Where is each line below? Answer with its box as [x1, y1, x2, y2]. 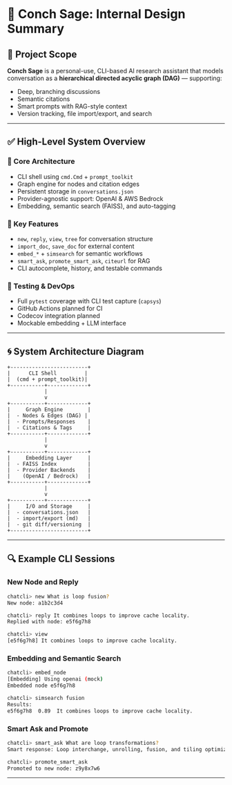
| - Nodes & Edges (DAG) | [7, 413, 88, 419]
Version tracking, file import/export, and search [17, 110, 152, 117]
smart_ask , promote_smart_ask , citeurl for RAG [17, 256, 151, 265]
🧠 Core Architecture [7, 157, 75, 167]
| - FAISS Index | [7, 461, 91, 468]
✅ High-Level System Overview [7, 136, 146, 148]
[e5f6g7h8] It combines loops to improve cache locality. [7, 637, 177, 645]
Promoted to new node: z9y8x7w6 [7, 765, 100, 772]
